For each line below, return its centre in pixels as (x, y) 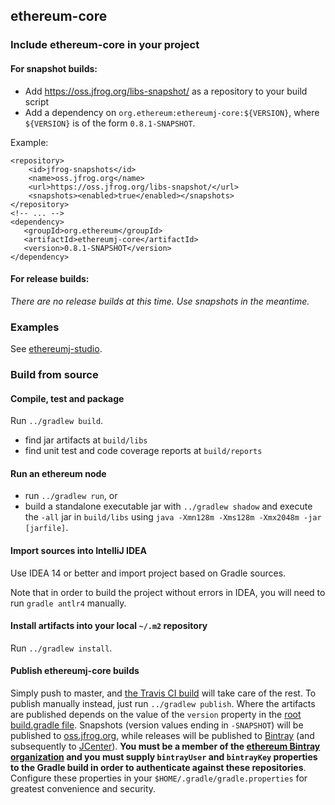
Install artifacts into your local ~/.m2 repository (109, 626)
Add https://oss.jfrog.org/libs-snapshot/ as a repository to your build (166, 91)
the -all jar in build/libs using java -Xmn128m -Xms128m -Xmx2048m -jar (173, 517)
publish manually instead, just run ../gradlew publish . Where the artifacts (163, 703)
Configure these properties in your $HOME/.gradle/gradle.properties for (159, 778)
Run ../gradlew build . (57, 421)
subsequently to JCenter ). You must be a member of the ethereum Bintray (165, 746)
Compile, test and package (67, 398)
